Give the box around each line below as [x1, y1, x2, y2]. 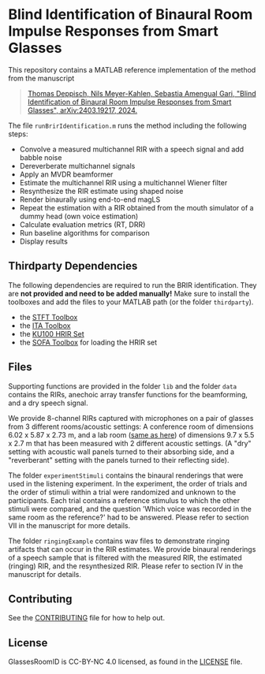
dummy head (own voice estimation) [19, 211, 139, 221]
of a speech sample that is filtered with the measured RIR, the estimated [8, 553, 242, 562]
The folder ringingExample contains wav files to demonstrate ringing [8, 536, 230, 546]
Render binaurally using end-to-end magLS [19, 195, 161, 204]
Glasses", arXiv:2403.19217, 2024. [27, 105, 138, 115]
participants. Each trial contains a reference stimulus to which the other [8, 495, 241, 505]
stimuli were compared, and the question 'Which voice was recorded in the [8, 504, 252, 513]
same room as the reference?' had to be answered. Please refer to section [8, 512, 249, 522]
